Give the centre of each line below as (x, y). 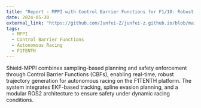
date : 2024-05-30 (28, 17)
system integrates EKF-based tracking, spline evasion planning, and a (92, 87)
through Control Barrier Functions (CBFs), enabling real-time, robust (90, 74)
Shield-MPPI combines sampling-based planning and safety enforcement (97, 68)
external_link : (25, 23)
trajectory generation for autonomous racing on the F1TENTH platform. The (99, 80)
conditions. (20, 100)
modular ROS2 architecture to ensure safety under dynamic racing (88, 93)
